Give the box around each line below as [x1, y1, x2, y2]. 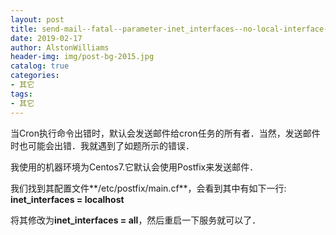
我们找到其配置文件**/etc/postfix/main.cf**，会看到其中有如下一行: [10, 182, 287, 194]
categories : [10, 71, 60, 81]
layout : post [10, 14, 65, 25]
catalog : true [10, 61, 70, 71]
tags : [10, 89, 33, 99]
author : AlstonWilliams [10, 42, 110, 53]
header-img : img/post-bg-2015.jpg [10, 52, 155, 62]
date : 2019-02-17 [10, 33, 83, 43]
